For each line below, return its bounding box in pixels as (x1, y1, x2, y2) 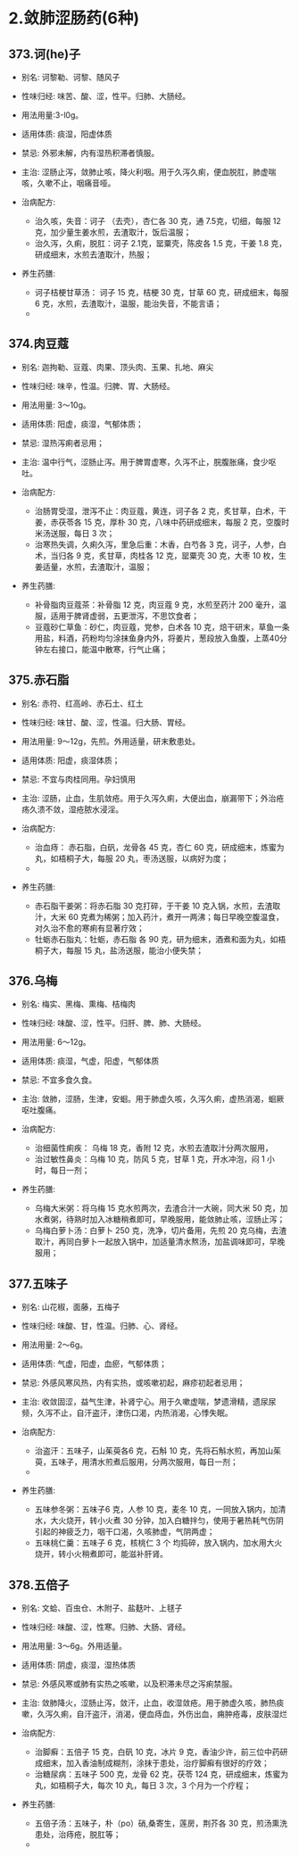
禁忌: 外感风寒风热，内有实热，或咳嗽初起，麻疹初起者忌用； (21, 1378, 245, 1388)
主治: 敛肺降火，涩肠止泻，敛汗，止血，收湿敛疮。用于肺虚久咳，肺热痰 (21, 1697, 285, 1709)
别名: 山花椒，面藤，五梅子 (21, 1302, 120, 1313)
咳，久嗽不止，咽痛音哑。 (21, 178, 116, 188)
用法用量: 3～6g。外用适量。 (21, 1641, 127, 1652)
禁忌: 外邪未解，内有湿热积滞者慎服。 (21, 148, 160, 158)
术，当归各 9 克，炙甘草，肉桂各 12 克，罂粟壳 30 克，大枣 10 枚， (34, 550, 279, 560)
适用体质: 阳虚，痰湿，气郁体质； (21, 418, 144, 429)
